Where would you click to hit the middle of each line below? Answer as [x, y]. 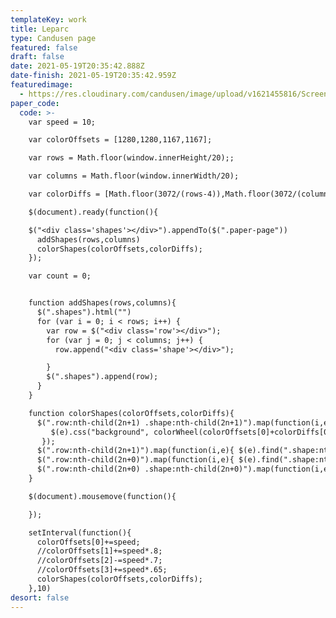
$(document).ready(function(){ [93, 212]
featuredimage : [42, 85]
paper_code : [35, 103]
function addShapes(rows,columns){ [102, 303]
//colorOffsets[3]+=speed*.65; [102, 570]
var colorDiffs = [64, 194]
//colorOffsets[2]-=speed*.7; [99, 561]
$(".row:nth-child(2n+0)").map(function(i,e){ [135, 460]
